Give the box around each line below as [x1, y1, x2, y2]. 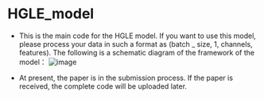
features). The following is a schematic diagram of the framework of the [18, 48, 255, 57]
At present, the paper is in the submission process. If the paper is [18, 73, 234, 82]
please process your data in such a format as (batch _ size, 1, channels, [18, 39, 253, 48]
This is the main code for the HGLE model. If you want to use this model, [18, 31, 256, 40]
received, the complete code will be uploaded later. [18, 81, 188, 91]
